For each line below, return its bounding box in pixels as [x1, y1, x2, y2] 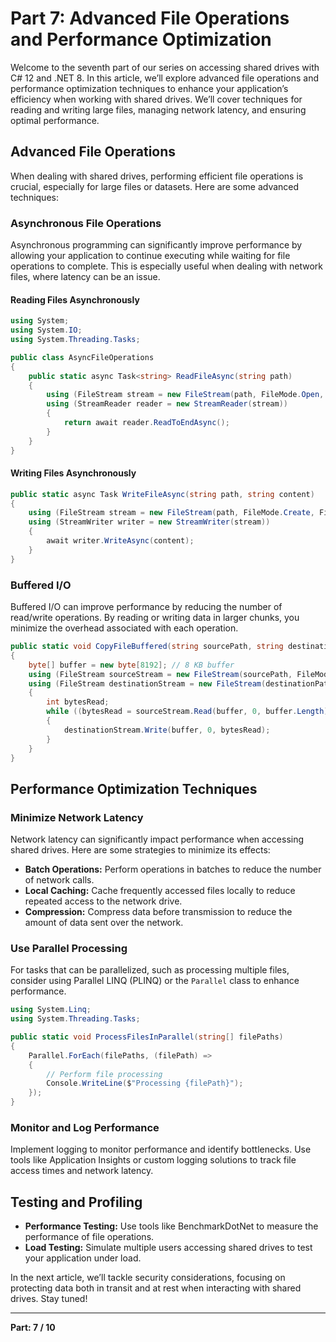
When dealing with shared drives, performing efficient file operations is [10, 170, 304, 182]
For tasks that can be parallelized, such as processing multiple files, [10, 964, 290, 976]
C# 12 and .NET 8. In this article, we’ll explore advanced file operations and [10, 72, 319, 84]
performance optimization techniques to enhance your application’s [10, 82, 289, 94]
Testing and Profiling [10, 1193, 143, 1211]
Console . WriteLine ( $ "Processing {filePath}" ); [46, 1078, 244, 1089]
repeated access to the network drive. [24, 895, 183, 907]
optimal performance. [10, 114, 100, 126]
